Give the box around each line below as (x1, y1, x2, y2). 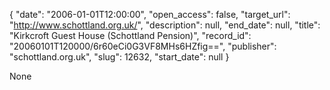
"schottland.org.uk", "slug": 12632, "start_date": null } (9, 51, 230, 63)
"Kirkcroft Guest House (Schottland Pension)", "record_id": (9, 30, 252, 41)
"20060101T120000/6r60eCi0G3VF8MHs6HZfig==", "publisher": (9, 40, 277, 52)
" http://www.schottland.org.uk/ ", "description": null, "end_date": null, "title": (9, 19, 321, 31)
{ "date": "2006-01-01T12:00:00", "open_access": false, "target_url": (9, 9, 291, 20)
